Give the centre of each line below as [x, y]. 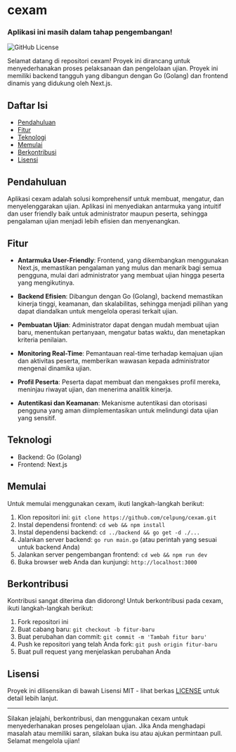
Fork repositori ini [43, 622]
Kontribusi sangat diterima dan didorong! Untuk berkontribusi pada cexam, [115, 601]
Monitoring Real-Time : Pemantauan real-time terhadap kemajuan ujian [120, 353]
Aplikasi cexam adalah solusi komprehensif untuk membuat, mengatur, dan [116, 199]
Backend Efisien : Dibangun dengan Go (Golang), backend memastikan [120, 296]
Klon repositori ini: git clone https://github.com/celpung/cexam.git [117, 517]
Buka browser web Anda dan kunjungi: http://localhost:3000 [107, 562]
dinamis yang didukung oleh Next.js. [60, 84]
